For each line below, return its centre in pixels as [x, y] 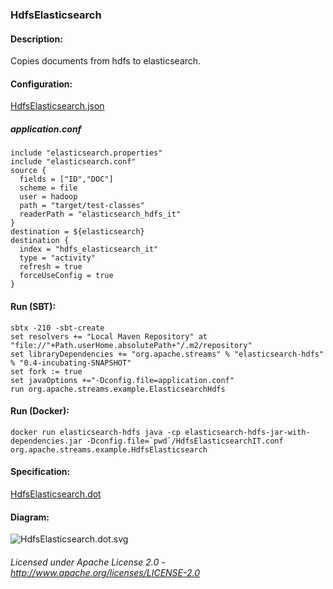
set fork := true [46, 371]
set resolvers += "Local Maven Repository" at [109, 336]
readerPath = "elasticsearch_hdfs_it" [100, 214]
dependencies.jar [46, 441]
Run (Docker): [40, 411]
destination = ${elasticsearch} [77, 232]
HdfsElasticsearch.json [57, 106]
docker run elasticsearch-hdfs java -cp [96, 432]
